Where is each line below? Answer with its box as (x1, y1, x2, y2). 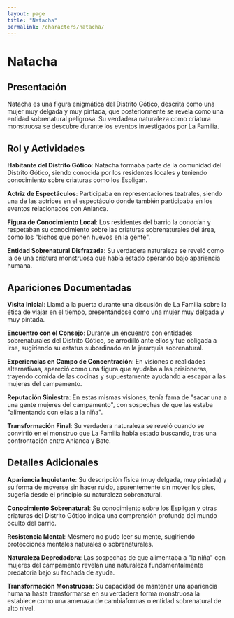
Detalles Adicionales (7, 457, 99, 469)
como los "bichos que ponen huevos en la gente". (7, 233, 151, 242)
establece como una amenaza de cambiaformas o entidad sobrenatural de (7, 596, 221, 605)
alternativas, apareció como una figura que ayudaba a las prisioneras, (7, 365, 208, 373)
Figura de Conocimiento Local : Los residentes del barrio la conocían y (7, 218, 211, 226)
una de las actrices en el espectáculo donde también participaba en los (7, 197, 213, 205)
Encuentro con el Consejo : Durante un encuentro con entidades (7, 329, 193, 337)
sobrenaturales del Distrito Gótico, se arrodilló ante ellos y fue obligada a (7, 336, 217, 344)
